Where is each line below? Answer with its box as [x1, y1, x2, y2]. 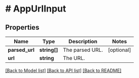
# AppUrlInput [5, 3, 66, 15]
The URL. [62, 55, 85, 61]
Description [68, 38, 98, 45]
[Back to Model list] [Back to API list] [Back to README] [5, 67, 122, 73]
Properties [5, 23, 40, 32]
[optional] [108, 46, 131, 53]
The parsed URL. [62, 46, 103, 53]
